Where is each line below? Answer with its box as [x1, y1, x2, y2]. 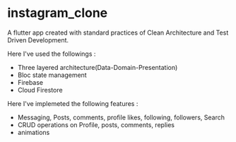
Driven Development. [7, 35, 69, 44]
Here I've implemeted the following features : [7, 99, 138, 107]
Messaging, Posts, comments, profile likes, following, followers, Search [17, 113, 225, 122]
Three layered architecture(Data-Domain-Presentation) [17, 63, 178, 71]
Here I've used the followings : [7, 49, 96, 58]
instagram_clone [7, 5, 108, 21]
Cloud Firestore [17, 85, 63, 94]
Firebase [17, 78, 44, 86]
